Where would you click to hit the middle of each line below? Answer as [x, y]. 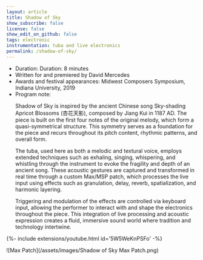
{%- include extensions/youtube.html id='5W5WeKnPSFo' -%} [84, 238]
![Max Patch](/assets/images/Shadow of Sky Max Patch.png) [82, 250]
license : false [25, 29]
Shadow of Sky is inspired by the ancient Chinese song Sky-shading [100, 106]
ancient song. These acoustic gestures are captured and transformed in [105, 170]
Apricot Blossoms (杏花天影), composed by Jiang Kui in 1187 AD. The [101, 113]
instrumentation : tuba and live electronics [63, 46]
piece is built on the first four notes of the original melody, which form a [104, 120]
